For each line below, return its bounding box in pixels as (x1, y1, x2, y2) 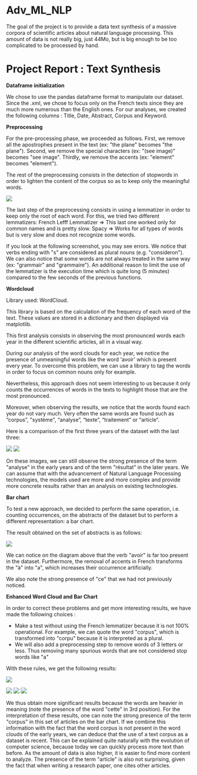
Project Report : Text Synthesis (6, 62, 161, 76)
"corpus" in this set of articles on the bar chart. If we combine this (6, 718, 166, 725)
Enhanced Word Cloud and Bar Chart (6, 593, 98, 600)
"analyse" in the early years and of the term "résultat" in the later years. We (6, 463, 189, 471)
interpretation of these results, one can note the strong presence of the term (6, 711, 191, 719)
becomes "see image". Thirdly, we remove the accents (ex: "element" (6, 154, 175, 161)
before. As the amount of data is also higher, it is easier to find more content (6, 749, 191, 756)
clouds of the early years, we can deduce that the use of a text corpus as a (6, 730, 188, 737)
